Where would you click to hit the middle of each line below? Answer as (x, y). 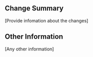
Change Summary (34, 8)
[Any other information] (29, 49)
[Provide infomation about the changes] (46, 20)
